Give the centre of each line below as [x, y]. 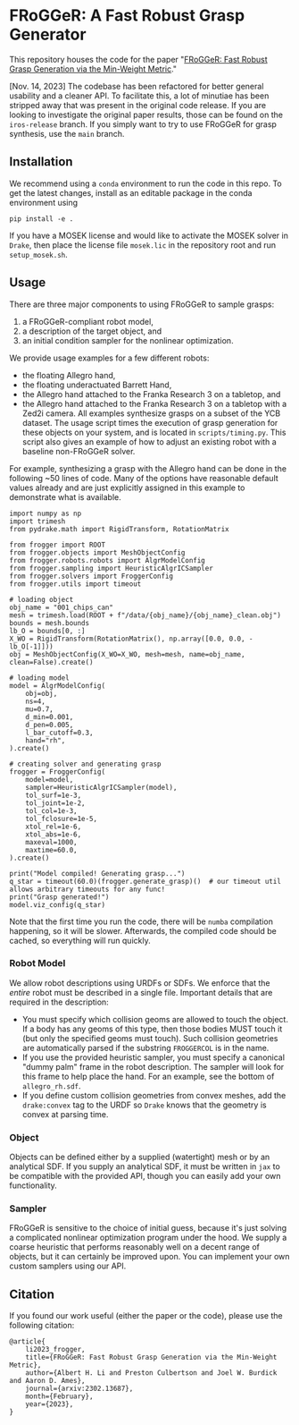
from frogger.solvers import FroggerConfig [91, 576]
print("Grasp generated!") [59, 897]
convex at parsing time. [65, 1114]
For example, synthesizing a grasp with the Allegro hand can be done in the [148, 468]
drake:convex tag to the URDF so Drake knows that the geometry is [144, 1105]
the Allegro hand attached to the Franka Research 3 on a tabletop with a [154, 403]
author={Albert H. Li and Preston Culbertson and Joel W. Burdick [151, 1373]
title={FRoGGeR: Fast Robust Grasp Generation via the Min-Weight [151, 1357]
